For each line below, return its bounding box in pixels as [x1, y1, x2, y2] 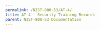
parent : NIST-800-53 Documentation [5, 17, 82, 22]
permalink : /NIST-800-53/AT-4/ [5, 7, 72, 13]
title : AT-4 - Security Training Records [5, 12, 95, 17]
